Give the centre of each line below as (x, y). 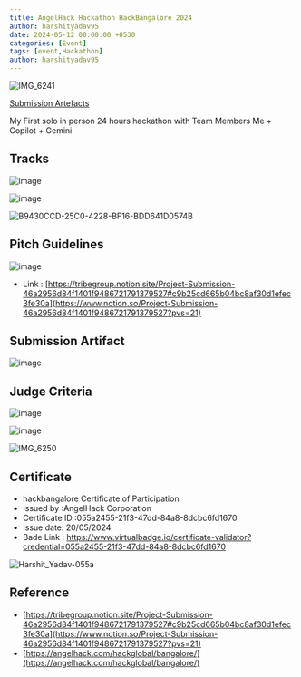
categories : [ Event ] (49, 43)
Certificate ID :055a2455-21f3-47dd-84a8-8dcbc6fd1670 (130, 518)
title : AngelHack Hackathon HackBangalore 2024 (101, 18)
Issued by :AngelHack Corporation (87, 508)
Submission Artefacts (49, 103)
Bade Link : (44, 537)
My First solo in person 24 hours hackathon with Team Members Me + (141, 121)
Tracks (29, 159)
